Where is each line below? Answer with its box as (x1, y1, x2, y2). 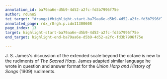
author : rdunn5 (5, 12, 37, 17)
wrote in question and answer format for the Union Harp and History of (5, 63, 151, 69)
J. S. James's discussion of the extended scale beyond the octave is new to (5, 52, 161, 58)
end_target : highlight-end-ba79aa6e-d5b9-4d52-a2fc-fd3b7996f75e (5, 35, 143, 40)
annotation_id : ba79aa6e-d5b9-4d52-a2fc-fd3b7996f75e (5, 7, 119, 12)
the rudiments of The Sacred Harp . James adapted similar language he (5, 58, 151, 64)
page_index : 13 (5, 26, 37, 31)
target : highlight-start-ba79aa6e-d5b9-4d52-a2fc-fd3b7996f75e (5, 30, 139, 35)
